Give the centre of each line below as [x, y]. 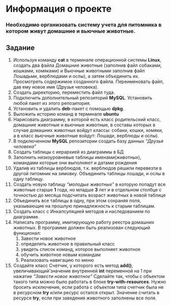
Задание [20, 48]
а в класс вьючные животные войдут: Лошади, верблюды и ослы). [86, 135]
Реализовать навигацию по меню [57, 260]
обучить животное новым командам [61, 255]
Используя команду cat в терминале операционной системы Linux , [87, 60]
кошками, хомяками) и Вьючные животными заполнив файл [79, 71]
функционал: [27, 233]
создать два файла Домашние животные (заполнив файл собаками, [87, 65]
